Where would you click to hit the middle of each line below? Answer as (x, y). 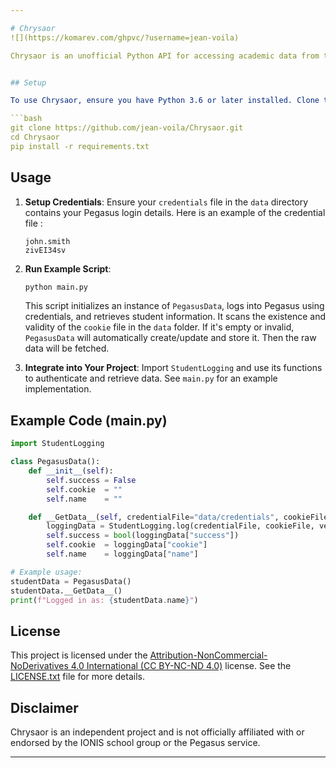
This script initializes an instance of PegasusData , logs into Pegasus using (174, 306)
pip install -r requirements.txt (80, 146)
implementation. (58, 389)
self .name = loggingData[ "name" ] (122, 554)
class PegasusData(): (55, 462)
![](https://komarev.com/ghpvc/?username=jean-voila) (125, 37)
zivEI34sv (45, 250)
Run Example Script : (68, 268)
